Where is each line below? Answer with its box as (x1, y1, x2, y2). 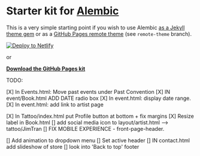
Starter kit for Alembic (6, 4, 119, 18)
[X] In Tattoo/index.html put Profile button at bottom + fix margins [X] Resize (6, 112, 195, 120)
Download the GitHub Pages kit (6, 65, 86, 72)
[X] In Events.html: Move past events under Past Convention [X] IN (6, 88, 171, 95)
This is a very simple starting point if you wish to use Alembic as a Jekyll (6, 24, 185, 31)
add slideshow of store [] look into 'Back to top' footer (6, 143, 140, 150)
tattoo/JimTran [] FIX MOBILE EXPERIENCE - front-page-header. (6, 125, 165, 132)
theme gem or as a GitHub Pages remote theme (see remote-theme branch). (6, 30, 192, 37)
